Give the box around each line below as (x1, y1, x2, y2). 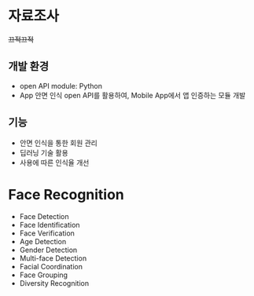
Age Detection (19, 236, 67, 246)
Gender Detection (19, 245, 78, 254)
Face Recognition (8, 185, 124, 203)
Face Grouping (19, 270, 68, 280)
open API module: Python (19, 81, 103, 90)
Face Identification (19, 220, 80, 229)
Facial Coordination (19, 261, 83, 271)
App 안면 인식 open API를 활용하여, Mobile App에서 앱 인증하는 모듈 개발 (19, 90, 246, 100)
